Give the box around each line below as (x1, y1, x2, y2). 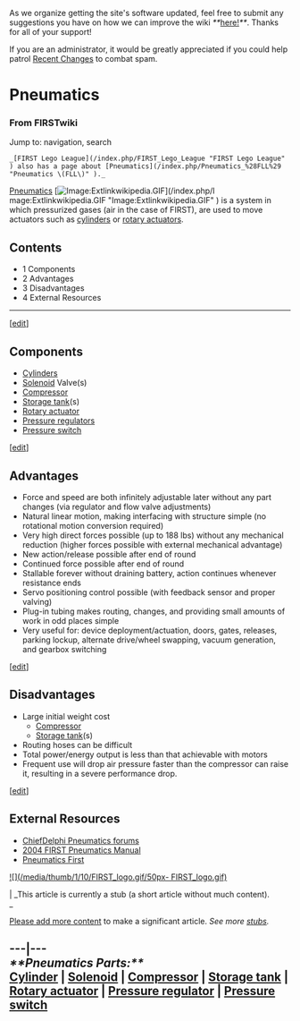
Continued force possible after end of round (21, 558, 185, 569)
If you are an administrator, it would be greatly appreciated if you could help (9, 44, 288, 55)
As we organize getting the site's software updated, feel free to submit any (9, 8, 284, 18)
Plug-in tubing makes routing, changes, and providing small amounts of (21, 606, 286, 617)
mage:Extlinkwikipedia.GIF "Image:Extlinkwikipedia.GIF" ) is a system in (9, 195, 272, 206)
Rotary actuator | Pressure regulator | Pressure (9, 983, 276, 999)
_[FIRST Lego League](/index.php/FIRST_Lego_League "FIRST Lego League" (9, 154, 286, 164)
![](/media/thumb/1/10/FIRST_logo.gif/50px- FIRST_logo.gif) (9, 872, 228, 882)
